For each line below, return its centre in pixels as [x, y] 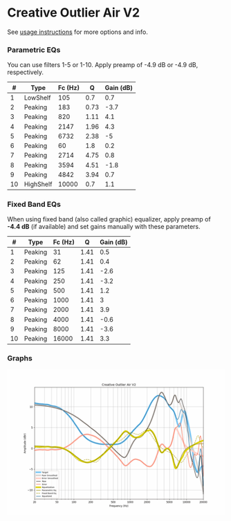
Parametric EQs [34, 50]
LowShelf [37, 98]
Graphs [20, 358]
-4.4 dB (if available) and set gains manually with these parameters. [104, 227]
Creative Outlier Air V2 [74, 13]
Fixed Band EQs [34, 204]
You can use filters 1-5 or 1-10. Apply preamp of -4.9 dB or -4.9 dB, [103, 65]
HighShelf [38, 184]
